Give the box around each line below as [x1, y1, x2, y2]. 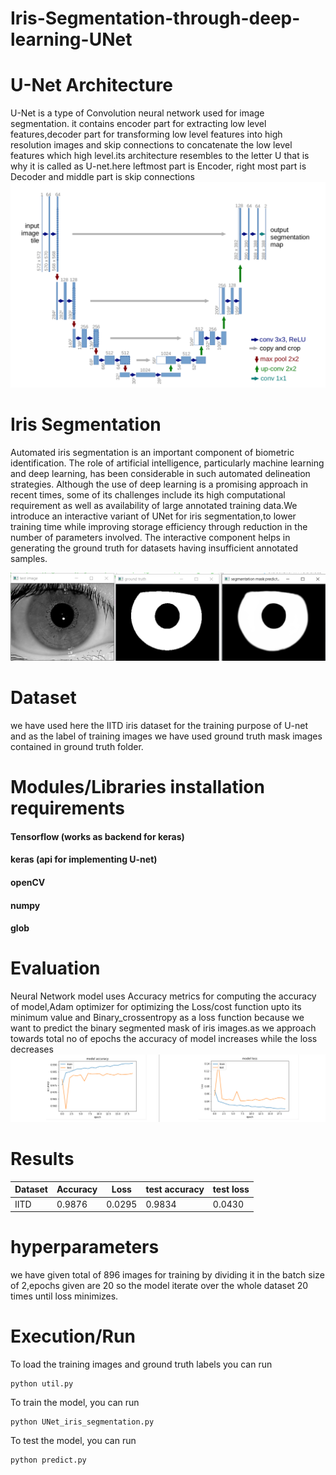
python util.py [10, 1378, 74, 1389]
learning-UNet [10, 28, 133, 51]
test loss [212, 1183, 250, 1196]
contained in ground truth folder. [10, 741, 144, 753]
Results [10, 1148, 75, 1171]
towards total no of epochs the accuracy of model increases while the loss [10, 1033, 318, 1045]
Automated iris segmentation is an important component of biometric [10, 446, 295, 458]
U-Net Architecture [10, 74, 173, 97]
